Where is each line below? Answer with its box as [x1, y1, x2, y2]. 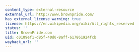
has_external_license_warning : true [5, 16, 81, 21]
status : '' [5, 26, 28, 31]
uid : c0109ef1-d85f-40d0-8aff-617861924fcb [5, 35, 97, 40]
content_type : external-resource [5, 7, 74, 12]
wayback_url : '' [5, 40, 39, 45]
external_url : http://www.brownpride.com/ [5, 12, 94, 17]
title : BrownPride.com [5, 30, 52, 35]
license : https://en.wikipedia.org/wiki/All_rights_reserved [5, 21, 135, 26]
